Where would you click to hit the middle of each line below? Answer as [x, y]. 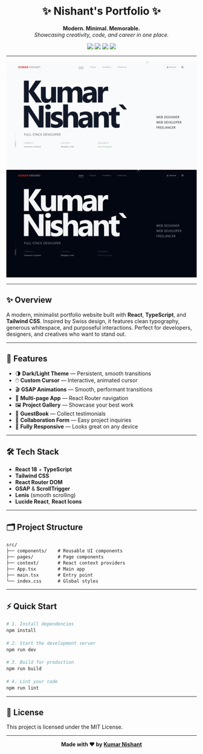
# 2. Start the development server [51, 643]
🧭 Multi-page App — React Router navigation [72, 398]
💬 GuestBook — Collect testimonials [60, 413]
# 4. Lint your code [32, 681]
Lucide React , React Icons [48, 502]
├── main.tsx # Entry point [50, 575]
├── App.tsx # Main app [46, 569]
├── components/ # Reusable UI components [64, 551]
